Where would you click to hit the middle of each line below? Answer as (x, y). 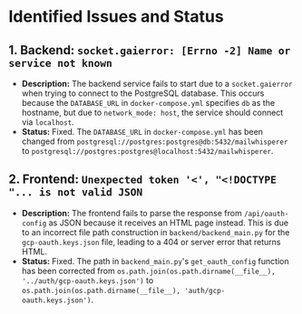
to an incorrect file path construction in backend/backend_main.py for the (156, 232)
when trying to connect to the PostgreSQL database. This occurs (143, 93)
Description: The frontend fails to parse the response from (132, 213)
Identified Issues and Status (116, 17)
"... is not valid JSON (76, 192)
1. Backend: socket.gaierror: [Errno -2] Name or (150, 50)
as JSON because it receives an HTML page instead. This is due (169, 223)
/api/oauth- (266, 214)
